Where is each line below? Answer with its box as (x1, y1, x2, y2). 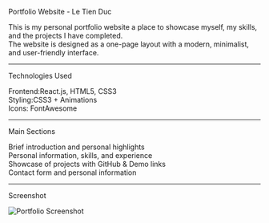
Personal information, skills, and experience (8, 151, 153, 160)
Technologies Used (8, 71, 72, 80)
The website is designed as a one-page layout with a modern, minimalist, (8, 39, 250, 49)
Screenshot (8, 191, 46, 200)
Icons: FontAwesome (8, 103, 78, 113)
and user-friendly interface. (8, 48, 99, 57)
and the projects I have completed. (8, 31, 123, 40)
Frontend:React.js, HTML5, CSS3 (8, 87, 118, 95)
